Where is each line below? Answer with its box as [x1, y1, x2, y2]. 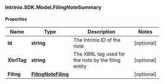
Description [87, 28, 116, 35]
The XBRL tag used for [73, 51, 125, 58]
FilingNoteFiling [31, 71, 69, 78]
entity [73, 63, 87, 70]
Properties [5, 16, 27, 22]
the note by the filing [73, 57, 121, 63]
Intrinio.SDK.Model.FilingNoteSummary [5, 4, 102, 11]
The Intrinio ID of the [73, 37, 121, 43]
